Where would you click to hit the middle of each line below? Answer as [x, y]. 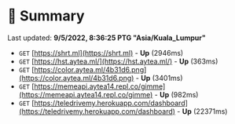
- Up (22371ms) [202, 111]
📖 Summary [46, 16]
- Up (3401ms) [159, 78]
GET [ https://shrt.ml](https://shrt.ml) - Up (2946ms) [101, 53]
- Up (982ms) [176, 94]
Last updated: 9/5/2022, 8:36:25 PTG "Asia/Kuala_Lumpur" [106, 38]
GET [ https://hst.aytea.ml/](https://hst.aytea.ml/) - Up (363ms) [118, 61]
